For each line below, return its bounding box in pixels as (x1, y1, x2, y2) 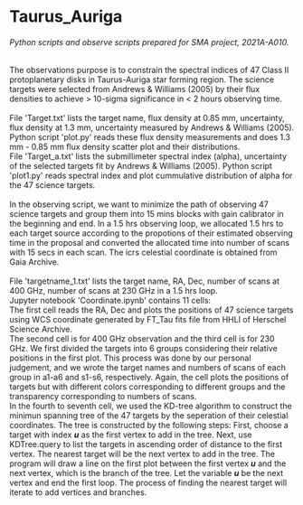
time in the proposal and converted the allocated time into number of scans (9, 238, 290, 248)
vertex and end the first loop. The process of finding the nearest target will (9, 477, 288, 489)
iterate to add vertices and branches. (9, 487, 147, 498)
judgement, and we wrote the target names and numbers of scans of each (9, 362, 287, 373)
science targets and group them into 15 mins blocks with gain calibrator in (9, 209, 284, 220)
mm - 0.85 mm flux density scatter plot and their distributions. (9, 142, 241, 153)
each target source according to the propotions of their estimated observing (9, 228, 294, 238)
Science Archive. (9, 323, 73, 335)
